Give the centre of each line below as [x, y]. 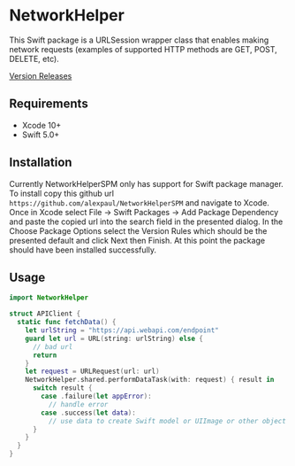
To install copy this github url [62, 193]
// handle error [78, 404]
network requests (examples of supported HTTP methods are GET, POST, [144, 49]
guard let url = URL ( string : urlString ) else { [114, 338]
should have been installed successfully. [83, 250]
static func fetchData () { [67, 322]
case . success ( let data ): [89, 413]
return [45, 355]
